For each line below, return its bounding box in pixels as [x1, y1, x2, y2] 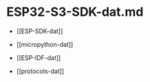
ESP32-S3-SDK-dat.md [6, 4, 144, 20]
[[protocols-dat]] [16, 67, 65, 75]
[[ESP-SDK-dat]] [16, 27, 63, 35]
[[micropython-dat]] [16, 40, 74, 48]
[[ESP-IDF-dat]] [16, 53, 61, 62]
